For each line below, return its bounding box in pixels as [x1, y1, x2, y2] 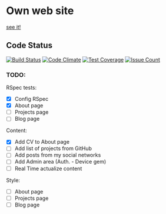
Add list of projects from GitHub [14, 145, 92, 152]
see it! [6, 23, 21, 30]
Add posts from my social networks [14, 151, 101, 159]
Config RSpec [14, 96, 49, 103]
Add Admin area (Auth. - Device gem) [14, 158, 107, 165]
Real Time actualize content [14, 165, 82, 172]
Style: [6, 176, 21, 184]
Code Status [6, 40, 53, 50]
